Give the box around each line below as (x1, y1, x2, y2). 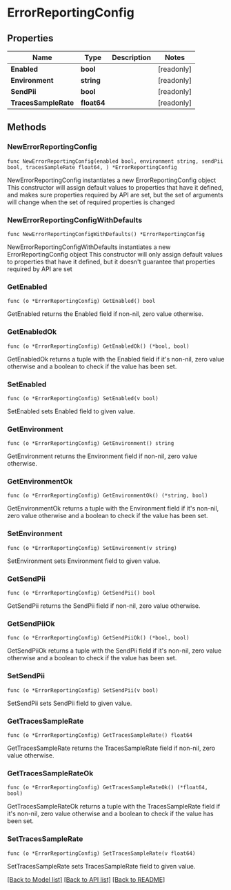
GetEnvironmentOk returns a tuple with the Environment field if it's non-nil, (7, 504, 219, 513)
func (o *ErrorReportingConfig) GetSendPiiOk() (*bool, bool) (7, 635, 190, 642)
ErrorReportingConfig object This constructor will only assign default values (7, 250, 223, 258)
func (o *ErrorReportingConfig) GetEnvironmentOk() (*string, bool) (7, 492, 208, 500)
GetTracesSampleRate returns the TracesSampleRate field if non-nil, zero (7, 744, 216, 752)
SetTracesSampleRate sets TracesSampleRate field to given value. (7, 862, 196, 870)
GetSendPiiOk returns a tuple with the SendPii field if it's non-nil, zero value (7, 646, 222, 655)
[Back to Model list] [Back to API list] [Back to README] (7, 875, 165, 884)
